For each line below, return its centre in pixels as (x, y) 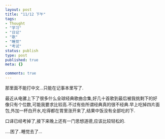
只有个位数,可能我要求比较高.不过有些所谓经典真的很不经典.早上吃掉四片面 (84, 104)
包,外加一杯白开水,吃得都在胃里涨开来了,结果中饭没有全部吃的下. (70, 111)
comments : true (21, 73)
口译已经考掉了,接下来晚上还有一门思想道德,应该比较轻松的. (65, 121)
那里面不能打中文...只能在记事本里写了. (44, 88)
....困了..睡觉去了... (24, 131)
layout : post (18, 10)
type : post (16, 55)
